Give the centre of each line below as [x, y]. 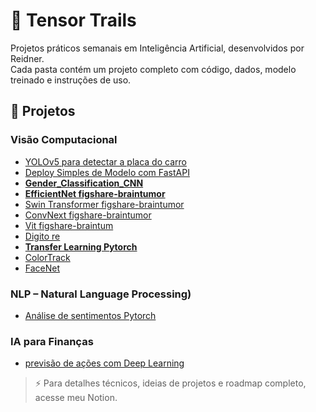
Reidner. [27, 58]
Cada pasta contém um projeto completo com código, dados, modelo [153, 69]
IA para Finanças [52, 341]
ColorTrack [47, 257]
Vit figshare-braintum [69, 225]
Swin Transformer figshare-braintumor [104, 204]
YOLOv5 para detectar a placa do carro [105, 161]
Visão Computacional [64, 140]
